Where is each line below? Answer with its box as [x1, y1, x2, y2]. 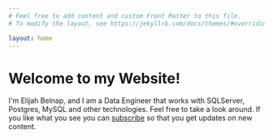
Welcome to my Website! [8, 69, 181, 88]
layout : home [8, 34, 53, 42]
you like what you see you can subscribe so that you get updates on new [8, 113, 253, 123]
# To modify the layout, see [8, 19, 107, 28]
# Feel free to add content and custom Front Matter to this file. [8, 11, 242, 20]
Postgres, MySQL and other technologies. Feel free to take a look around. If [8, 105, 261, 114]
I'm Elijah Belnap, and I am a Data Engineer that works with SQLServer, [8, 96, 245, 106]
